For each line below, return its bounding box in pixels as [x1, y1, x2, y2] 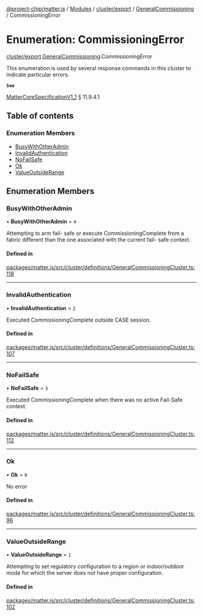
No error [6, 483, 28, 490]
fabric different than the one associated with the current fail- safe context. [6, 236, 191, 243]
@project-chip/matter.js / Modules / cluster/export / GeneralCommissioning [6, 5, 195, 12]
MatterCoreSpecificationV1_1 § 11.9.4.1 [6, 93, 100, 101]
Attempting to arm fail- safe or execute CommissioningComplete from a [6, 230, 184, 237]
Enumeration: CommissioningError [6, 33, 184, 47]
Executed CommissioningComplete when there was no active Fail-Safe [6, 396, 183, 403]
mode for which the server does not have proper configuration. [6, 569, 164, 577]
